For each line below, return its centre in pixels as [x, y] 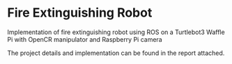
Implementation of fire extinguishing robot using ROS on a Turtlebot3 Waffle [116, 32]
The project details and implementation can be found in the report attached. [116, 53]
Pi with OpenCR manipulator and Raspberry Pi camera [85, 39]
